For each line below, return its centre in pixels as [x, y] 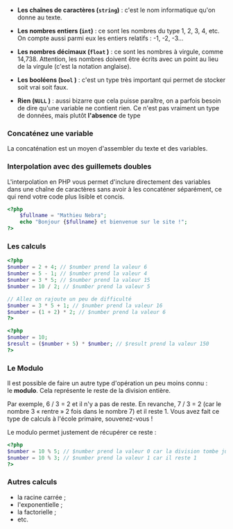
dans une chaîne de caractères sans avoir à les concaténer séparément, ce [114, 189]
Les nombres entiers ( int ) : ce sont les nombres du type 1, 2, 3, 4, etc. [118, 31]
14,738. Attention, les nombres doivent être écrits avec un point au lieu [118, 59]
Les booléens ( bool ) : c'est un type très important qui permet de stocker [121, 80]
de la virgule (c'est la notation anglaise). [74, 66]
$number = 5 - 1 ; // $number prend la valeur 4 [77, 274]
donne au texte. [40, 17]
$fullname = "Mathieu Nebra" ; [63, 216]
